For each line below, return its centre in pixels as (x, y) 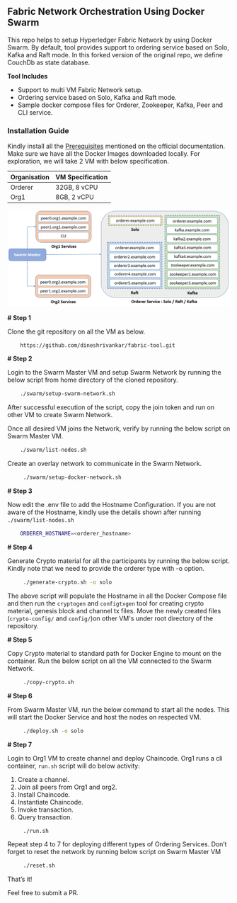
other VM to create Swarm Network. (60, 415)
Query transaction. (45, 817)
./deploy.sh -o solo (53, 731)
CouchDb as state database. (49, 62)
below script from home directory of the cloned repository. (93, 380)
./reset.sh (39, 866)
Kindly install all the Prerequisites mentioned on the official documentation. (116, 146)
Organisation (30, 177)
